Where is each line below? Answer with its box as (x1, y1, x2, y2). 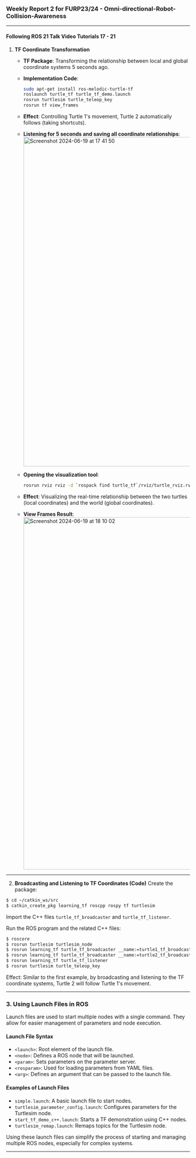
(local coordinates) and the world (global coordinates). (23, 499, 155, 506)
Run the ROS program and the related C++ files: (6, 925, 121, 932)
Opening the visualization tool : (23, 471, 99, 478)
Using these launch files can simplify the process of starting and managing (6, 1133, 186, 1140)
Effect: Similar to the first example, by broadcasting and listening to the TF (6, 973, 184, 981)
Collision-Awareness (6, 12, 67, 20)
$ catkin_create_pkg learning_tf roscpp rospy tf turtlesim (6, 902, 156, 908)
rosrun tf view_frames (23, 102, 79, 108)
